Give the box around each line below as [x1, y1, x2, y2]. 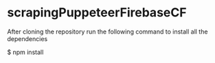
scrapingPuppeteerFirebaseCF [7, 5, 187, 21]
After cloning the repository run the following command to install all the [7, 27, 208, 36]
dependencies [7, 34, 48, 42]
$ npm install [7, 48, 44, 56]
